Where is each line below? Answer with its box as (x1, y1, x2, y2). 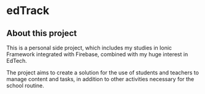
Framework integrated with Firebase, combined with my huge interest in (6, 51, 188, 58)
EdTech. (6, 57, 28, 64)
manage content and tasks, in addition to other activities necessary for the (6, 76, 195, 82)
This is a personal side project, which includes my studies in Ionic (6, 44, 172, 51)
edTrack (6, 4, 50, 18)
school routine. (6, 82, 44, 89)
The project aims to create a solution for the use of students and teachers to (6, 69, 199, 76)
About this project (6, 28, 77, 38)
